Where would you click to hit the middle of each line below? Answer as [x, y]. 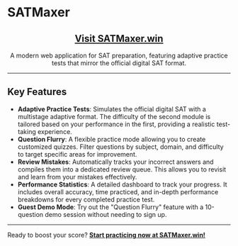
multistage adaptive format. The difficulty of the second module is [114, 116]
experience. [55, 131]
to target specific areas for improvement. [77, 154]
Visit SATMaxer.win [119, 39]
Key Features [37, 92]
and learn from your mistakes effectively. [77, 177]
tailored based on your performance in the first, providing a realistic [116, 124]
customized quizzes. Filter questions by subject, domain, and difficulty [121, 147]
